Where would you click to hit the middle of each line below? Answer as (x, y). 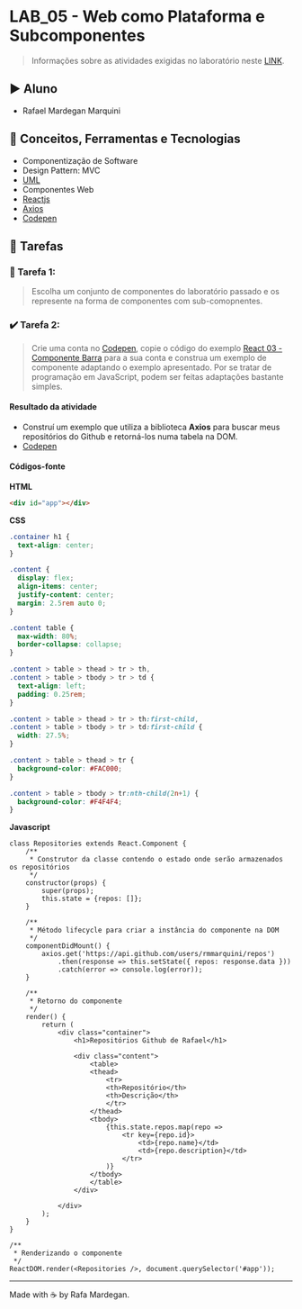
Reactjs (36, 199)
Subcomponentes (77, 36)
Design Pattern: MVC (61, 170)
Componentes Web (58, 189)
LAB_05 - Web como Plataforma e (137, 17)
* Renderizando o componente (68, 1253)
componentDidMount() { (68, 946)
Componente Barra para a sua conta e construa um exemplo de (149, 357)
